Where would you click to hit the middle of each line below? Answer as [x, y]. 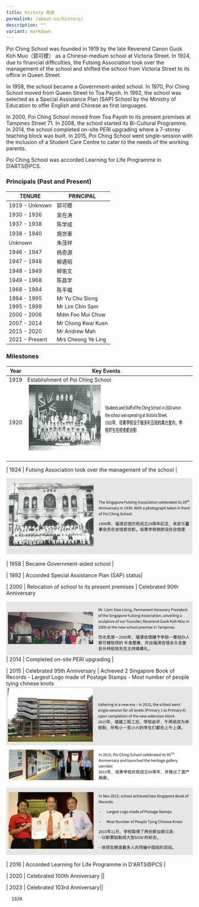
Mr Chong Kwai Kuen [82, 323]
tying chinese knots [30, 683]
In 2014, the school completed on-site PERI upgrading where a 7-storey [93, 130]
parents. [16, 149]
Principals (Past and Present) [49, 182]
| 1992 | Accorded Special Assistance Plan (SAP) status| [75, 575]
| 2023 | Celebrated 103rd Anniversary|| [55, 887]
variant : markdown [29, 31]
